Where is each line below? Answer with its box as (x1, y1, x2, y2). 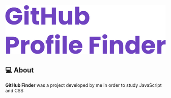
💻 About (5, 66, 34, 75)
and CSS (5, 87, 24, 93)
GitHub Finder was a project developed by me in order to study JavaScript (5, 82, 162, 88)
